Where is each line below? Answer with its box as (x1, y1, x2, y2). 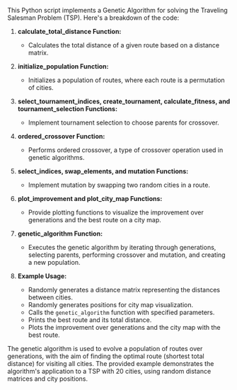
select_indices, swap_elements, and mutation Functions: (17, 167, 189, 176)
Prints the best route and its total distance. (28, 316, 152, 324)
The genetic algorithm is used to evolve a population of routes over (7, 345, 203, 352)
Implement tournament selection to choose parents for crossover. (28, 118, 219, 127)
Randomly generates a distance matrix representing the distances (28, 286, 221, 294)
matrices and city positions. (7, 374, 88, 383)
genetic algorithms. (28, 154, 85, 161)
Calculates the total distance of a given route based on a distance (28, 41, 220, 49)
